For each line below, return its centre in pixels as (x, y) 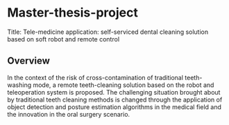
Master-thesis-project (73, 13)
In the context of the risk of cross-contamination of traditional (95, 77)
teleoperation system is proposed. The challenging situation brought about (114, 92)
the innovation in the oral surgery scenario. (69, 114)
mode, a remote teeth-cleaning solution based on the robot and (124, 85)
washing (19, 85)
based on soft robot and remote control (63, 39)
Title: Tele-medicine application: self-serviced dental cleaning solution (108, 32)
